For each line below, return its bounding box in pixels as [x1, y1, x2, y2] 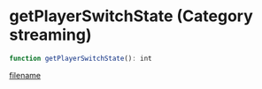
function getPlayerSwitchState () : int [9, 54, 152, 63]
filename [9, 70, 42, 80]
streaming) [9, 25, 92, 45]
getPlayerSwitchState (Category [9, 6, 254, 26]
